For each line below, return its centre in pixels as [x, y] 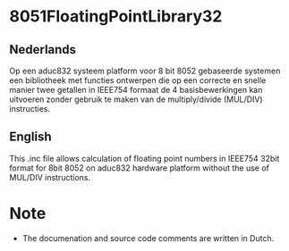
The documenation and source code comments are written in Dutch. [148, 238]
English [30, 137]
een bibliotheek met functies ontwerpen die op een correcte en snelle [138, 80]
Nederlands [43, 50]
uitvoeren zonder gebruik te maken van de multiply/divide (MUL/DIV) [136, 99]
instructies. [30, 109]
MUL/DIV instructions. [50, 177]
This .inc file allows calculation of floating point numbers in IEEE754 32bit [144, 158]
